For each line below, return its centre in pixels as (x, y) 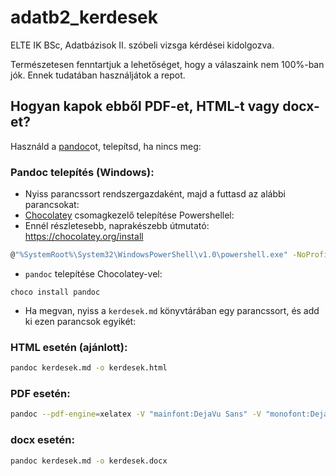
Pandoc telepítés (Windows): (82, 172)
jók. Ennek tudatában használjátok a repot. (98, 75)
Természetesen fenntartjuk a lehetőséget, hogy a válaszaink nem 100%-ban (167, 64)
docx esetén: (42, 440)
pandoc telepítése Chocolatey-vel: (93, 273)
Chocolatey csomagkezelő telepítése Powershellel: (129, 215)
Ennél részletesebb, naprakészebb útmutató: (117, 226)
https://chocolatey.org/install (84, 237)
